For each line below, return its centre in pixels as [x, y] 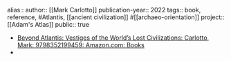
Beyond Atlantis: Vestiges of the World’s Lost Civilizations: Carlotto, [113, 38]
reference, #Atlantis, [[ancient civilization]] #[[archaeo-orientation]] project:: [116, 17]
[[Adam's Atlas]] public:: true [48, 24]
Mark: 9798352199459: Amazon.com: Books [81, 45]
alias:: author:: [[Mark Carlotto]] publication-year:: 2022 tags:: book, [104, 10]
